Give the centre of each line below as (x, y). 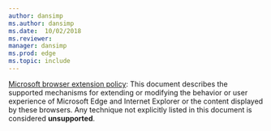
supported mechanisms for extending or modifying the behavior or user (128, 92)
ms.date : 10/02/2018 (45, 31)
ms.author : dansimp (41, 23)
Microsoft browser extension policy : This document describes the (118, 84)
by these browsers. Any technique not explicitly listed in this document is (130, 109)
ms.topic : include (39, 61)
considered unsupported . (52, 118)
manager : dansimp (38, 46)
